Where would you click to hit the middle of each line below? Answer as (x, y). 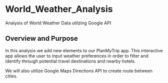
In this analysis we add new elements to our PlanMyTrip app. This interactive (84, 50)
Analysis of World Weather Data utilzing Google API (58, 23)
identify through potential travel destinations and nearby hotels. (70, 61)
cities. (11, 76)
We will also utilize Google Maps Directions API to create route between (79, 71)
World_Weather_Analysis (59, 9)
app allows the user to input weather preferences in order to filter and (77, 56)
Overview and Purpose (42, 39)
